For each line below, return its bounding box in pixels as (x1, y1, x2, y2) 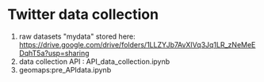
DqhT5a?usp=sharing (18, 48, 90, 58)
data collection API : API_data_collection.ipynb (18, 57, 170, 66)
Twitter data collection (7, 6, 159, 24)
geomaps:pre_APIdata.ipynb (18, 65, 112, 74)
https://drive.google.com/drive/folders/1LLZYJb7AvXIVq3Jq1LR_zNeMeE (18, 39, 256, 49)
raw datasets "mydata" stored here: (18, 32, 136, 41)
